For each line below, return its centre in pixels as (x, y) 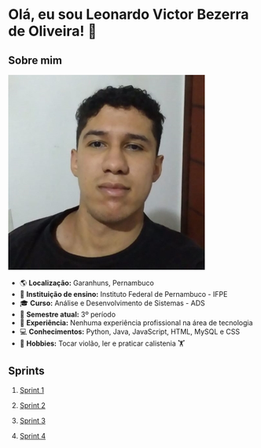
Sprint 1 (32, 390)
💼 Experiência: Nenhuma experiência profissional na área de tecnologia (136, 323)
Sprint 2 (32, 405)
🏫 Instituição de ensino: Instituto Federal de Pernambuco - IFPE (123, 294)
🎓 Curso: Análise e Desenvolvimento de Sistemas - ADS (112, 303)
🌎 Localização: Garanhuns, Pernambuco (87, 283)
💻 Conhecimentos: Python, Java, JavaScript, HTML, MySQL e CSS (130, 331)
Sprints (26, 371)
